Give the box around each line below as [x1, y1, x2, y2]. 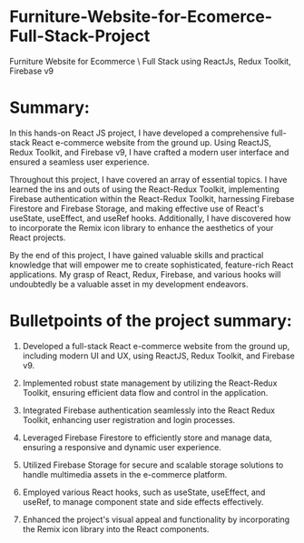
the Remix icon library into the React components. [22, 523, 210, 534]
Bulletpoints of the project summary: [9, 311, 292, 331]
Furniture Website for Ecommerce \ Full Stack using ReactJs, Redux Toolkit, [9, 55, 292, 66]
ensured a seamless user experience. [9, 156, 150, 167]
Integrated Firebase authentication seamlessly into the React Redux [22, 405, 275, 416]
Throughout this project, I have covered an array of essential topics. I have [9, 174, 288, 185]
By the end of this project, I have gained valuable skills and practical [9, 249, 264, 260]
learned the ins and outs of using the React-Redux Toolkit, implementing [9, 184, 279, 195]
